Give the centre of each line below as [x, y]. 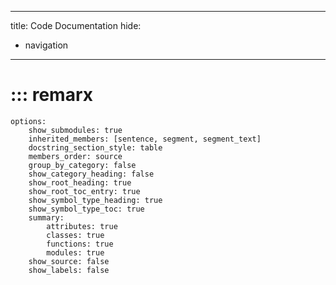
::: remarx [51, 95]
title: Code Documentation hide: [76, 25]
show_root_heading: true [80, 182]
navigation [46, 45]
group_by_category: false [82, 165]
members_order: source [75, 156]
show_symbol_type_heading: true [95, 200]
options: [28, 121]
